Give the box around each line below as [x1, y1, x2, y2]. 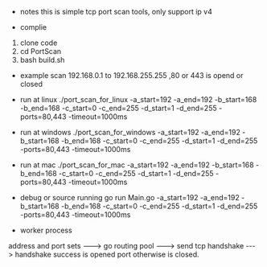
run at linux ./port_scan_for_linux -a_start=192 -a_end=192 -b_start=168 [19, 95, 257, 104]
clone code [19, 38, 58, 47]
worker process [19, 225, 72, 235]
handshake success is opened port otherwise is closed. [14, 249, 199, 259]
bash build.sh [19, 55, 65, 64]
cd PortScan [19, 47, 62, 55]
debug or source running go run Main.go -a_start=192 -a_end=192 [19, 193, 240, 202]
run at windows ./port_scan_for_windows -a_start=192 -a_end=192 [19, 128, 241, 137]
